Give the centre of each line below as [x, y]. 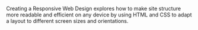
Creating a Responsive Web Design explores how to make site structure [94, 9]
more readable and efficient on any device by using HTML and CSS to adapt [99, 15]
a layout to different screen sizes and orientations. [67, 21]
